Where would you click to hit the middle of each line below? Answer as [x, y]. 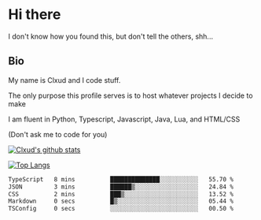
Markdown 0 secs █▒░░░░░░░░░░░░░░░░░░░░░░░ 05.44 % [121, 201]
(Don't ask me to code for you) [58, 134]
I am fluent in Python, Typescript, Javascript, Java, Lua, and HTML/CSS [124, 119]
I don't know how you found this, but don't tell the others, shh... [111, 36]
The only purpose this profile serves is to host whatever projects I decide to [130, 95]
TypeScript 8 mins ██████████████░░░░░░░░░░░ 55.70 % [121, 179]
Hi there [35, 15]
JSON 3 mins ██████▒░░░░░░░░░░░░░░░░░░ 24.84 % [121, 187]
